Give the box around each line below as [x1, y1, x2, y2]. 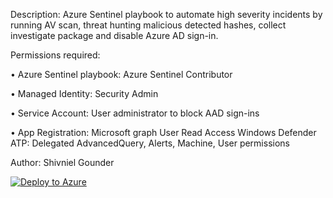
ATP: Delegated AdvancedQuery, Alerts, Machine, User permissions [10, 137, 290, 149]
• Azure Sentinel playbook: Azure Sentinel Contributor [10, 69, 233, 80]
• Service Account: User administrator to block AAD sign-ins [10, 107, 260, 119]
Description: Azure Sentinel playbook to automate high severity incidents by [10, 9, 323, 20]
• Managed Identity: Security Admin [10, 88, 159, 99]
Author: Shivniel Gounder [10, 157, 115, 168]
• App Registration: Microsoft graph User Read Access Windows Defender [10, 127, 317, 138]
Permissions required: [10, 49, 101, 61]
